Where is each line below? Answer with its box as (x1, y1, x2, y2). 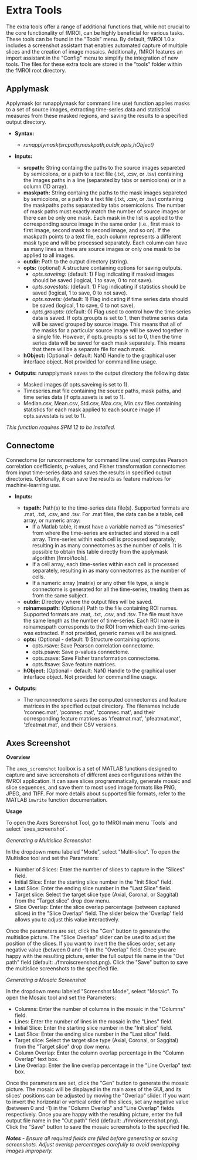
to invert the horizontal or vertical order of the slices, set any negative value (6, 1098, 189, 1105)
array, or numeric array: (23, 517, 81, 524)
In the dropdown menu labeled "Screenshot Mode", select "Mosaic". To (6, 988, 178, 995)
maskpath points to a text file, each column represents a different (23, 233, 181, 240)
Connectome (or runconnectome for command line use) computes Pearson (6, 456, 188, 463)
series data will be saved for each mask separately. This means (32, 339, 186, 346)
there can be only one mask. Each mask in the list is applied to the (23, 214, 184, 221)
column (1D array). (23, 183, 69, 190)
